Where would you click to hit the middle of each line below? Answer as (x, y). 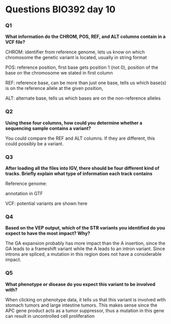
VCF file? (15, 42)
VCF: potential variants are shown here (46, 203)
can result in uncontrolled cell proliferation (50, 316)
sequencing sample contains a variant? (48, 128)
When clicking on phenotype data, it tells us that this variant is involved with (85, 299)
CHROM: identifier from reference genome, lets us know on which (75, 52)
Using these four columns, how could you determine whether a (74, 123)
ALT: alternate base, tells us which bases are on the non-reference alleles (83, 98)
